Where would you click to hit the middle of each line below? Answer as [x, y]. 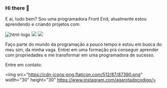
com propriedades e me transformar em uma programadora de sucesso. [80, 55]
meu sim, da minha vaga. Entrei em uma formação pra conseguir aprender [82, 50]
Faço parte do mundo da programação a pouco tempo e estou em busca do [83, 44]
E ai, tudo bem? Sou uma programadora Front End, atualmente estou [76, 19]
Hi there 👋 [18, 8]
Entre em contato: [24, 65]
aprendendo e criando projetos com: [43, 24]
